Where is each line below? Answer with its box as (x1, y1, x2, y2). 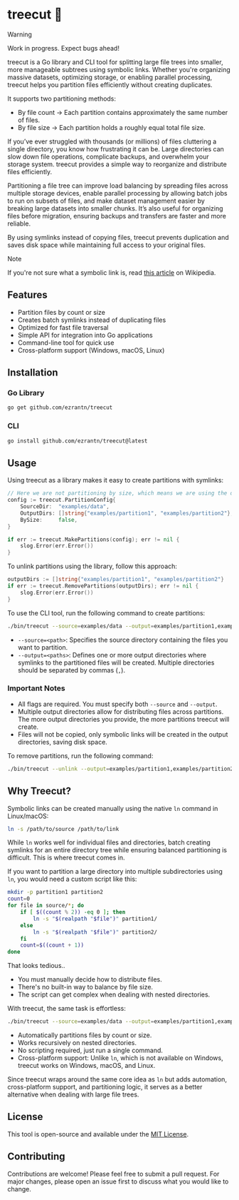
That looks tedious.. (7, 962, 65, 970)
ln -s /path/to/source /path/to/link (7, 825, 119, 832)
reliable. (7, 219, 31, 228)
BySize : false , (20, 516, 78, 523)
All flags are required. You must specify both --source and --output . (17, 700, 218, 708)
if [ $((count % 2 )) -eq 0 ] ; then (20, 909, 126, 916)
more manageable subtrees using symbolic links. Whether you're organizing (7, 65, 231, 74)
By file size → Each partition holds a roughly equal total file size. (17, 123, 206, 131)
